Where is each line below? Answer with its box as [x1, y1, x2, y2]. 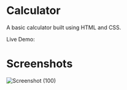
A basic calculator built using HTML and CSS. [6, 24, 121, 31]
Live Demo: [6, 35, 35, 43]
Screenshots [6, 57, 73, 71]
